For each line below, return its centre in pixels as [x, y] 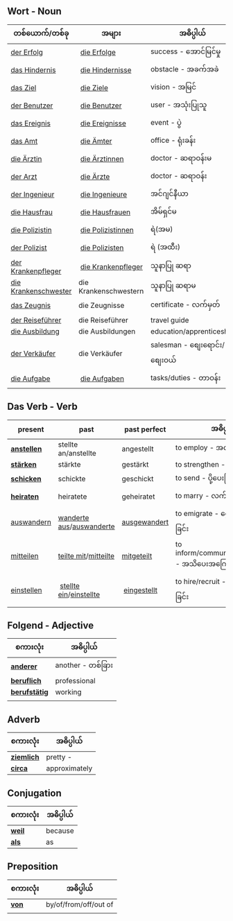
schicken [26, 479]
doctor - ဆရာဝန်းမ [181, 157]
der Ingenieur [33, 195]
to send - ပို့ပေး [200, 478]
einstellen [27, 590]
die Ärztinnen [102, 159]
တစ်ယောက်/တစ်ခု [41, 33]
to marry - [193, 495]
